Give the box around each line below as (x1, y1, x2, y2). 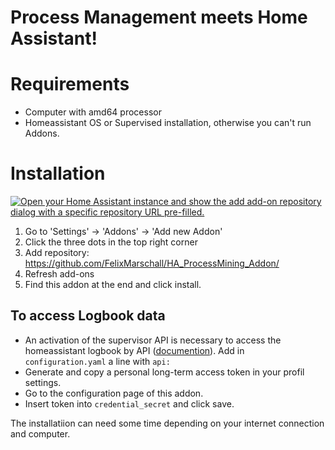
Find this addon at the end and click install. (24, 279, 202, 291)
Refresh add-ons (24, 268, 95, 280)
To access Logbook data (10, 307, 166, 325)
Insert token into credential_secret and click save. (24, 397, 235, 410)
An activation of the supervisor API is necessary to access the (24, 334, 282, 346)
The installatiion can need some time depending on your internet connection (10, 417, 325, 429)
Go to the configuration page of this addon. (24, 387, 204, 399)
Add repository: (24, 247, 90, 259)
